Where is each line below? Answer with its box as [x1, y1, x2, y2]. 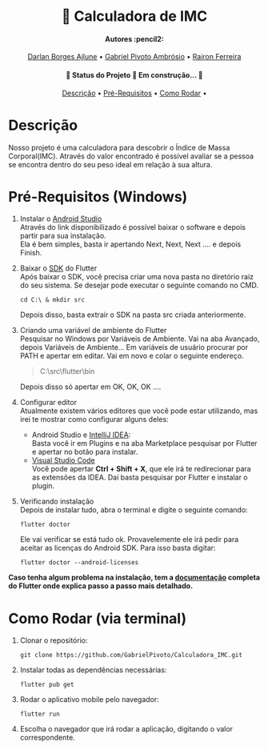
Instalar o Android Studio [19, 214, 102, 223]
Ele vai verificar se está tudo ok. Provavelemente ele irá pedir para [19, 535, 239, 544]
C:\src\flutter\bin [39, 367, 95, 376]
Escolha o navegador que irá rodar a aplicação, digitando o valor [19, 724, 234, 734]
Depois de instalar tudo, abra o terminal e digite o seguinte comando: [19, 505, 248, 515]
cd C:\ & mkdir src [19, 296, 86, 304]
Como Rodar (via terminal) [8, 609, 186, 628]
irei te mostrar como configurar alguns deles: [19, 415, 170, 424]
